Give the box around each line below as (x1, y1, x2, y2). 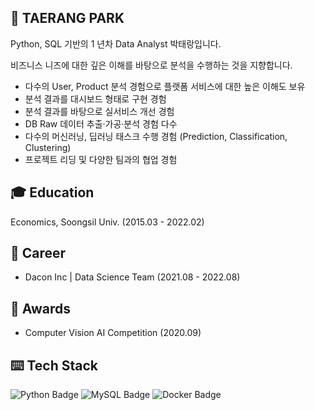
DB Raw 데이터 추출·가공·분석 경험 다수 (24, 117, 178, 130)
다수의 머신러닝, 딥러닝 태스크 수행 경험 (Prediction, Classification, (24, 130, 288, 142)
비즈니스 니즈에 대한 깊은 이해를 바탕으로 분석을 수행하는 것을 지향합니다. (10, 59, 293, 71)
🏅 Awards (10, 300, 72, 317)
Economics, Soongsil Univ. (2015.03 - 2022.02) (10, 216, 205, 228)
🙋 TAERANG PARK (10, 10, 125, 27)
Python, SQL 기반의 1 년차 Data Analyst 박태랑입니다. (10, 37, 222, 50)
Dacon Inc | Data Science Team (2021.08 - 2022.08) (24, 271, 241, 283)
